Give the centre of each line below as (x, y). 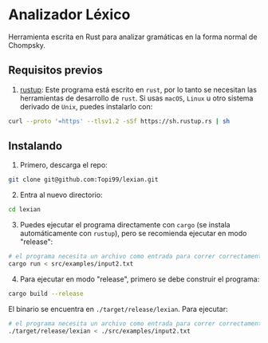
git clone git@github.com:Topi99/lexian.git (83, 180)
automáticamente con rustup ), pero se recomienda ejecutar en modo (133, 234)
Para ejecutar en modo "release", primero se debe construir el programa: (140, 279)
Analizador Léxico (69, 15)
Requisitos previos (55, 71)
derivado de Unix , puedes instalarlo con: (86, 106)
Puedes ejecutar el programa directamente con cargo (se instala (125, 225)
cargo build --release (46, 294)
